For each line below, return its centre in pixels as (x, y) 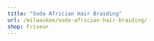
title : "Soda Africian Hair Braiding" (65, 14)
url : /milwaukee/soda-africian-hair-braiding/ (77, 20)
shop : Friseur (28, 26)
